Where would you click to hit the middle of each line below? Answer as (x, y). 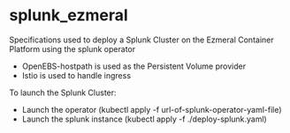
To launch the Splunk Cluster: (63, 92)
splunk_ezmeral (69, 15)
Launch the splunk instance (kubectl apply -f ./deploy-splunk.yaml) (144, 119)
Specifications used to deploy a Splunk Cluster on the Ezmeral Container (141, 40)
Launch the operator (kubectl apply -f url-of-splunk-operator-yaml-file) (152, 109)
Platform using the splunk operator (72, 48)
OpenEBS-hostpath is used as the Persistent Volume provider (134, 66)
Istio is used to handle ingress (76, 75)
